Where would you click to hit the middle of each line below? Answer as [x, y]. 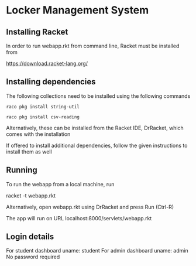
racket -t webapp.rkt [31, 195]
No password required [33, 257]
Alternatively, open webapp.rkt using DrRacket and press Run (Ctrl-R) [90, 207]
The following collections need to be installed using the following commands [98, 96]
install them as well [29, 151]
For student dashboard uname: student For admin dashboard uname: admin [97, 251]
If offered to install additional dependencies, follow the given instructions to [97, 145]
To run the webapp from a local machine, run [60, 184]
